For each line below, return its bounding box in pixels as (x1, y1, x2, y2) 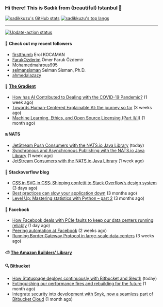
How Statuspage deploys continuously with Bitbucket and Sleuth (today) (12, 275, 157, 282)
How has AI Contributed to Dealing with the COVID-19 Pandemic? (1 (12, 94, 147, 100)
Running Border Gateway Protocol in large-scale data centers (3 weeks (12, 233, 154, 239)
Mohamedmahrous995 (12, 62, 58, 68)
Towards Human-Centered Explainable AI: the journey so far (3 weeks (12, 104, 152, 110)
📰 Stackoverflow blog (5, 169, 49, 175)
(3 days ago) (12, 185, 38, 191)
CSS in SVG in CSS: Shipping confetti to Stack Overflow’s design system (12, 180, 157, 186)
